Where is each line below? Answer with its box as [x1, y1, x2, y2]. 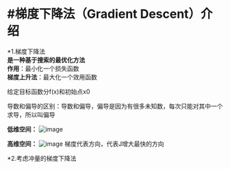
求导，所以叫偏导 [7, 110, 55, 118]
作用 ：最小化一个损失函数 [7, 64, 79, 73]
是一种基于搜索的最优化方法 [7, 55, 86, 64]
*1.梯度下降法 [7, 47, 46, 55]
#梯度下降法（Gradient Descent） [7, 6, 201, 22]
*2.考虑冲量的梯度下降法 [7, 154, 77, 162]
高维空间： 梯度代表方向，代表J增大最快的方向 [7, 140, 164, 148]
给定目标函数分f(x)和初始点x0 [7, 87, 90, 96]
